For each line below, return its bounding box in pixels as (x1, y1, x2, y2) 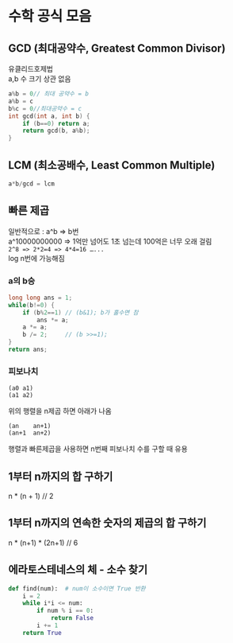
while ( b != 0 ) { (8, 301, 55, 309)
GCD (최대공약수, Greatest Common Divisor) (8, 41, 226, 55)
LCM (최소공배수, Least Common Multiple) (8, 158, 216, 172)
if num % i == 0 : (36, 606, 94, 615)
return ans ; (8, 345, 48, 354)
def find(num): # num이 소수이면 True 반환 (8, 584, 147, 593)
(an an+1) (8, 423, 52, 431)
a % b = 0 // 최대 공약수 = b (8, 90, 90, 98)
